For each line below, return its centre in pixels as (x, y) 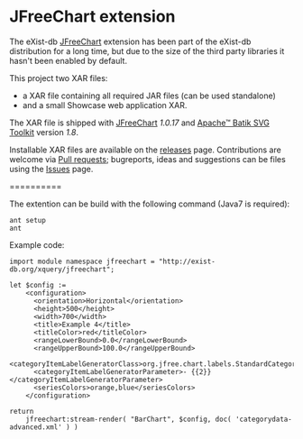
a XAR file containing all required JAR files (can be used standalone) (149, 96)
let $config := (38, 285)
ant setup (28, 220)
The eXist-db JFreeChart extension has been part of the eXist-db (130, 41)
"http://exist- (187, 261)
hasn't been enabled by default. (69, 60)
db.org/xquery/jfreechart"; (62, 269)
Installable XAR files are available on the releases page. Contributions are (145, 150)
